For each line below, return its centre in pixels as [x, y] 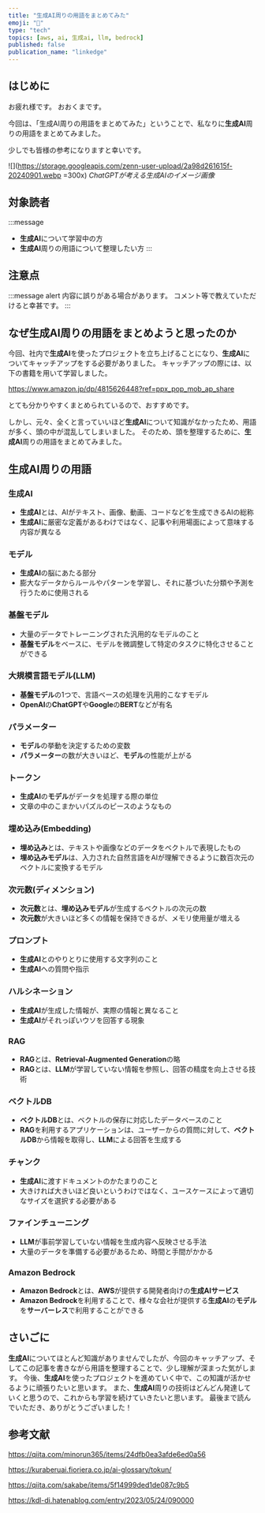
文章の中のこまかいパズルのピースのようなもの [95, 807]
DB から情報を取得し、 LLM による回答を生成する [104, 1140]
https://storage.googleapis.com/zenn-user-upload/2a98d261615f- [125, 166]
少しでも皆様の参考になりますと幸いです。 [77, 150]
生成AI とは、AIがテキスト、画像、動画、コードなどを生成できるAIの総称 [137, 512]
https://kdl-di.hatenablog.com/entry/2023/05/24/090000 [101, 1500]
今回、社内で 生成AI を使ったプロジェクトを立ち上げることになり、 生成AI [126, 354]
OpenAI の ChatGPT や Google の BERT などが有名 [96, 704]
